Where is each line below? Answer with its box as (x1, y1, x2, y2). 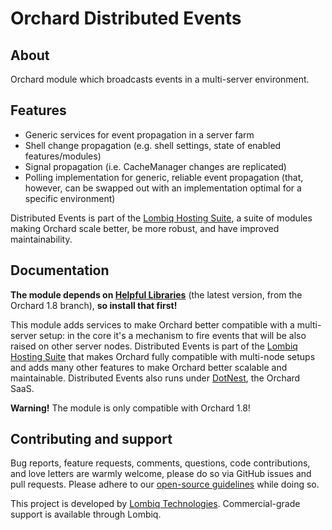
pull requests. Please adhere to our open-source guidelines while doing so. (10, 478, 320, 491)
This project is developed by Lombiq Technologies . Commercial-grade (10, 498, 301, 510)
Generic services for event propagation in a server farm (24, 128, 255, 141)
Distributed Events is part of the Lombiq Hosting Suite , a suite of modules (10, 212, 313, 224)
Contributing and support (10, 431, 173, 448)
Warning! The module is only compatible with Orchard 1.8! (10, 402, 251, 414)
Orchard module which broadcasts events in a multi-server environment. (10, 73, 310, 85)
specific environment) (24, 192, 116, 204)
